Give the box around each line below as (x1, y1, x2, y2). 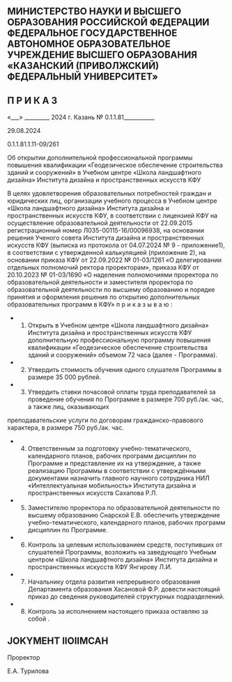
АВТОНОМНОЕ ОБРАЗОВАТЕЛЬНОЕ (7, 38, 171, 50)
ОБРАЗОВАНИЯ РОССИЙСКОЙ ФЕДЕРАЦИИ (7, 17, 210, 29)
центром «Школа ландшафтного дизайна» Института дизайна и (27, 555, 218, 564)
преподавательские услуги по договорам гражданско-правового (7, 416, 203, 424)
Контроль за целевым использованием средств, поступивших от (27, 541, 223, 549)
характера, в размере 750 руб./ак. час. (7, 424, 124, 432)
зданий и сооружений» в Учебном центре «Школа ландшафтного (7, 169, 202, 177)
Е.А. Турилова (7, 667, 49, 675)
